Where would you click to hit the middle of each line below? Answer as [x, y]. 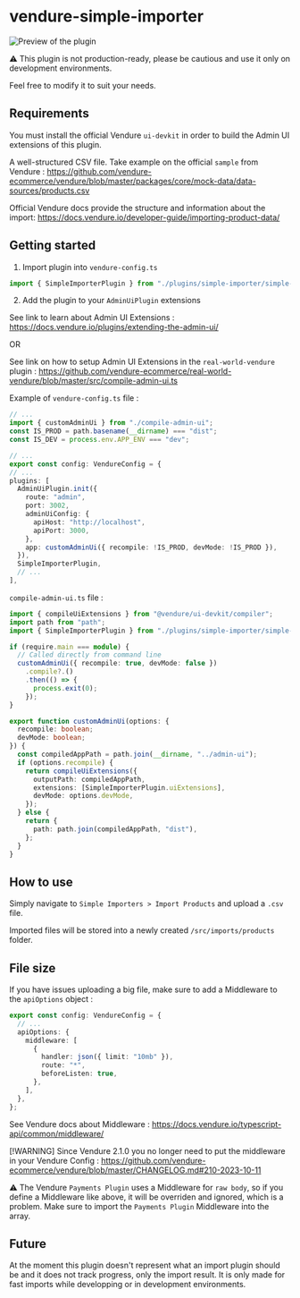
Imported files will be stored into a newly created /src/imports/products [142, 930]
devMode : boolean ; [52, 738]
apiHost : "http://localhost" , [89, 522]
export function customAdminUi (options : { [89, 721]
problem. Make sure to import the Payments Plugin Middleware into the [139, 1206]
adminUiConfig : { [58, 514]
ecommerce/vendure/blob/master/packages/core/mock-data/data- [133, 181]
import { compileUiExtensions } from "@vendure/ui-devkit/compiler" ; [142, 614]
